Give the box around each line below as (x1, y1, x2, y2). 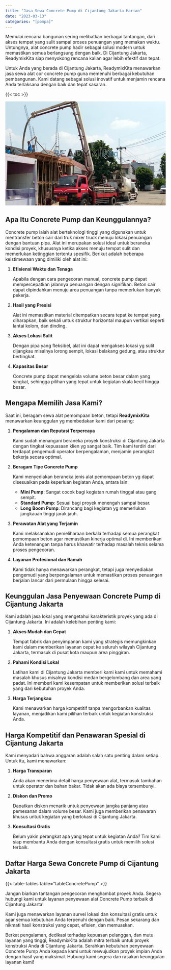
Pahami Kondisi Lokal (12, 659, 60, 665)
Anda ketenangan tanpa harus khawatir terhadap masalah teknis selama (12, 541, 164, 547)
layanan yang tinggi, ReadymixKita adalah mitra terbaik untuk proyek (5, 937, 149, 943)
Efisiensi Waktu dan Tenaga (12, 266, 73, 272)
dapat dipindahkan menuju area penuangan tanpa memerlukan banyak (12, 286, 161, 293)
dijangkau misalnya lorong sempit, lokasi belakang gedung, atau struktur (12, 347, 165, 354)
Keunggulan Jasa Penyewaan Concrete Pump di (5, 592, 161, 601)
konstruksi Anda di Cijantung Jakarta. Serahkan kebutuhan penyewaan (5, 943, 154, 949)
